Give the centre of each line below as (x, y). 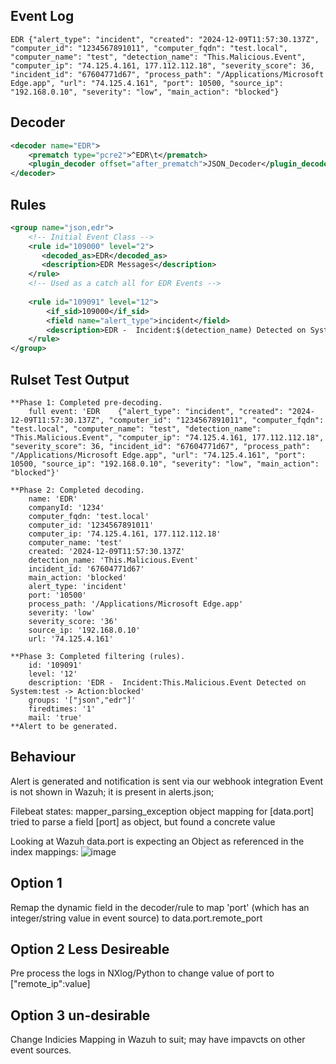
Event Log (42, 16)
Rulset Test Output (70, 379)
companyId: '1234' (66, 508)
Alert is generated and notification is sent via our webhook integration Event (166, 781)
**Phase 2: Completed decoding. (77, 490)
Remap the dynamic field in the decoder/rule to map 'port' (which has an (160, 907)
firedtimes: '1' (62, 709)
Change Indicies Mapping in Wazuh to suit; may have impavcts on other (158, 1040)
